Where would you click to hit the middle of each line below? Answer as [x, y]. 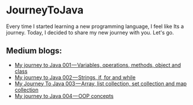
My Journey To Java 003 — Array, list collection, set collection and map [101, 83]
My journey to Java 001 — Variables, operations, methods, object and [98, 65]
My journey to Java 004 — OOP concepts [64, 96]
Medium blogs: [34, 51]
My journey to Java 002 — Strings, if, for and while [75, 77]
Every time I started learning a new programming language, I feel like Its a [95, 26]
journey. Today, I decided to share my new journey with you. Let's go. [90, 32]
